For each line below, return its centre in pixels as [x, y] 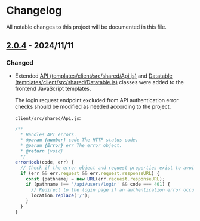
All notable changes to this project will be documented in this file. [87, 27]
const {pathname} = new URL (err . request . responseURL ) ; [96, 179]
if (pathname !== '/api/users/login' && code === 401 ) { [98, 185]
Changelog [34, 10]
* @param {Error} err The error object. [71, 146]
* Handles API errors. [49, 134]
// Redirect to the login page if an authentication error [106, 190]
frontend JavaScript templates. [53, 88]
